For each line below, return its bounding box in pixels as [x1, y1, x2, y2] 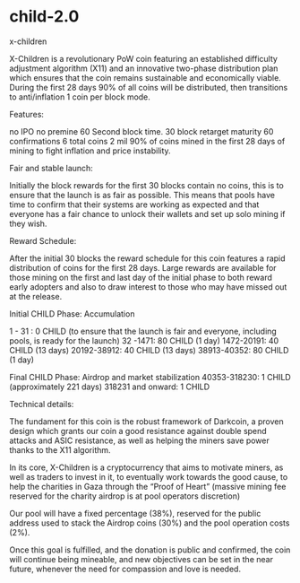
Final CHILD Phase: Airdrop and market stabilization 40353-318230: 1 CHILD [9, 371, 291, 382]
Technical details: [9, 398, 74, 409]
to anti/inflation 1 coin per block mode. [9, 91, 150, 102]
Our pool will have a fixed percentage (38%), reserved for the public [9, 508, 261, 518]
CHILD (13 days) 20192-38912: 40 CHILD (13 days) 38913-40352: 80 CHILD [9, 344, 289, 355]
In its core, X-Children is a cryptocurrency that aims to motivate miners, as [9, 462, 284, 473]
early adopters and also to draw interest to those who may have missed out [9, 281, 287, 292]
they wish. [9, 218, 47, 229]
